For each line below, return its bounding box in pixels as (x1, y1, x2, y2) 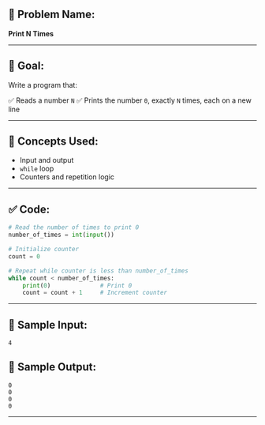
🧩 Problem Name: (8, 8, 95, 21)
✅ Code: (8, 202, 50, 216)
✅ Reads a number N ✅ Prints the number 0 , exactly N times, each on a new (8, 96, 252, 105)
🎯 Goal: (8, 59, 45, 73)
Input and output (19, 156, 74, 165)
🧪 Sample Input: (8, 318, 88, 332)
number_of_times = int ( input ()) (8, 231, 114, 239)
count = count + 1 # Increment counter (22, 289, 168, 297)
